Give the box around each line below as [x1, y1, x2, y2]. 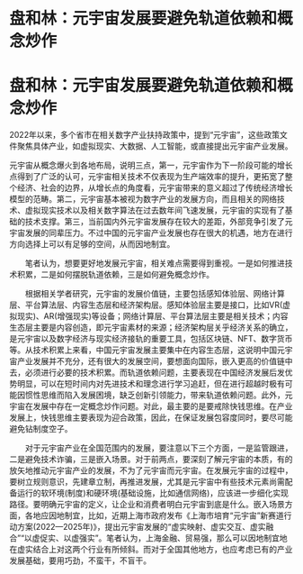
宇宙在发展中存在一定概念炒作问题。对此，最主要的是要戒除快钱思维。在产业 [9, 401, 293, 412]
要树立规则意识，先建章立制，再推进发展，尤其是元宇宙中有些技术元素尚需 [9, 477, 285, 487]
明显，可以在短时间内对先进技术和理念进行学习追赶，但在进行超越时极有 [16, 378, 285, 389]
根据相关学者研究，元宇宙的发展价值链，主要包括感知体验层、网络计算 [24, 288, 285, 299]
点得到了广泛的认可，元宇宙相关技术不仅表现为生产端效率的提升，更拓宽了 [9, 171, 285, 182]
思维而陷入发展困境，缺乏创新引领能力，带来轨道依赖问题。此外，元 [40, 389, 293, 401]
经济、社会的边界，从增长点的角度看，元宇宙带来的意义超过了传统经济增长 [16, 182, 293, 194]
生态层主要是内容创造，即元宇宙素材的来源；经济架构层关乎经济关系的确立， [9, 322, 293, 333]
